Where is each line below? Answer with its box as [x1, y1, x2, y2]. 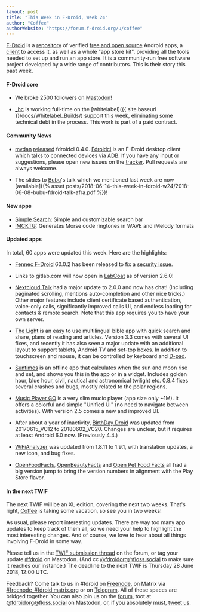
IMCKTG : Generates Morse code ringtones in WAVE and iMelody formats [14, 222, 195, 229]
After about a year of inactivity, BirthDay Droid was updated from [14, 419, 175, 426]
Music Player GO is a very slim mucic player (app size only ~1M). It [14, 395, 179, 402]
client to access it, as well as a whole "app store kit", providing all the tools [6, 48, 190, 56]
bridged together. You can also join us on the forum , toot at [6, 593, 152, 600]
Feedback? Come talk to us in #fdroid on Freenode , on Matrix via [6, 580, 166, 587]
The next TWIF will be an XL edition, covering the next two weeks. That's [6, 501, 186, 508]
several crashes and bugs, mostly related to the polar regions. [14, 383, 167, 390]
